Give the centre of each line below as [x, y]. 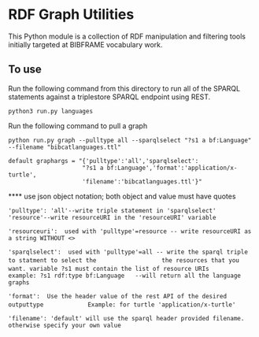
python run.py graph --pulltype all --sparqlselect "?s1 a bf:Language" [130, 140]
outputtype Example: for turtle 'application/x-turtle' [122, 305]
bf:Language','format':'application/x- [172, 168]
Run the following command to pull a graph [78, 126]
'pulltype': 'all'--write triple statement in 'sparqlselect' [112, 210]
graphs [19, 282]
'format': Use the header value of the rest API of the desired [117, 296]
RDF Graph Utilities [71, 15]
